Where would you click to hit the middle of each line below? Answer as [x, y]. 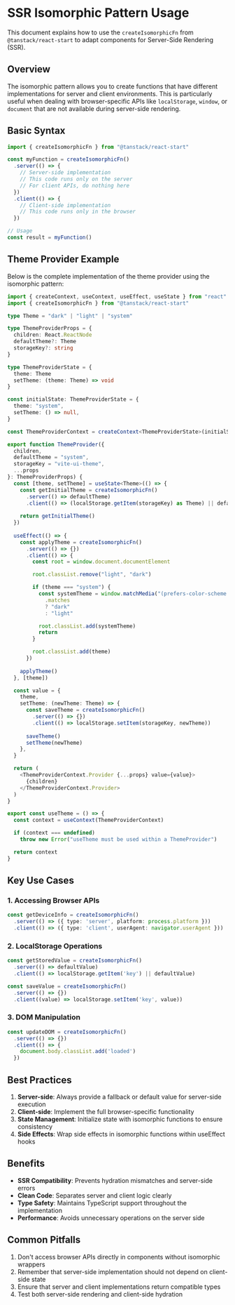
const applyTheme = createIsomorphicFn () [81, 542]
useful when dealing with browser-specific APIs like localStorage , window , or [117, 101]
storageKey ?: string [43, 348]
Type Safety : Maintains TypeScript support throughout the [102, 1203]
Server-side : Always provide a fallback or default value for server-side [119, 1097]
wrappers [31, 1264]
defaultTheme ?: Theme [45, 342]
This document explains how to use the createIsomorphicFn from [100, 32]
